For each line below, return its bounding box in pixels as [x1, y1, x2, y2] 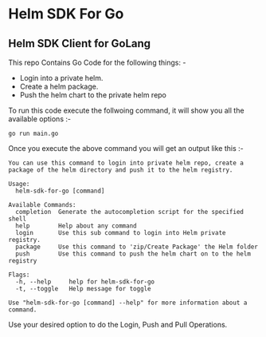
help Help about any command [15, 222, 137, 230]
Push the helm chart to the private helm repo [19, 90, 167, 100]
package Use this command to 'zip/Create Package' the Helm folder [15, 243, 259, 251]
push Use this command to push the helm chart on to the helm [15, 250, 251, 258]
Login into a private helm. [19, 73, 104, 82]
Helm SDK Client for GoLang [8, 37, 151, 50]
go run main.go [8, 129, 59, 137]
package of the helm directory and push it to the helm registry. [8, 166, 233, 174]
